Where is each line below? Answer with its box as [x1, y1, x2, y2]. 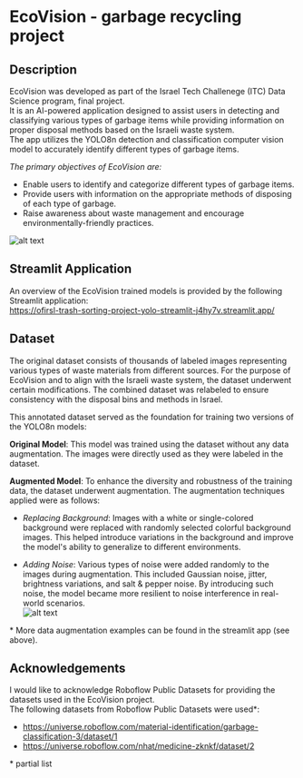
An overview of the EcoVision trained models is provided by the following [9, 285, 283, 296]
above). [9, 634, 38, 645]
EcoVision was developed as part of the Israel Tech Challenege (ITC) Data [9, 86, 286, 96]
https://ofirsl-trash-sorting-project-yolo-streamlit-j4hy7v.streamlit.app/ [9, 304, 275, 315]
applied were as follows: [9, 495, 101, 506]
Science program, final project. [9, 95, 125, 106]
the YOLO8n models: [9, 420, 87, 432]
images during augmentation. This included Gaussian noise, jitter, [22, 568, 268, 579]
